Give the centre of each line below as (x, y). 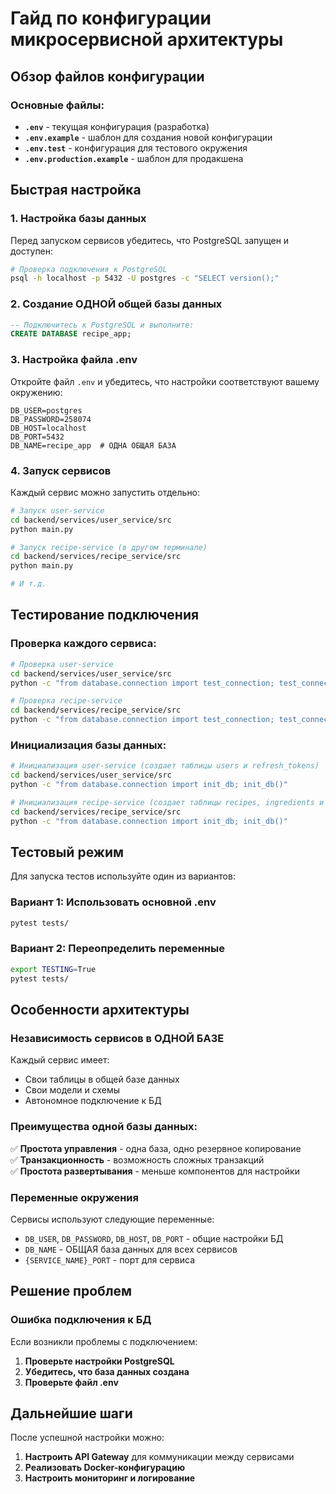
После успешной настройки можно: (87, 1438)
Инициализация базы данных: (88, 745)
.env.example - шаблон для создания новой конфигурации (148, 137)
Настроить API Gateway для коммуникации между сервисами (159, 1457)
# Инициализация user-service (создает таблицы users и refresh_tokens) (165, 766)
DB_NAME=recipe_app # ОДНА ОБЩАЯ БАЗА (93, 445)
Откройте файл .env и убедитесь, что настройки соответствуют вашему (165, 381)
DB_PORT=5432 (37, 437)
